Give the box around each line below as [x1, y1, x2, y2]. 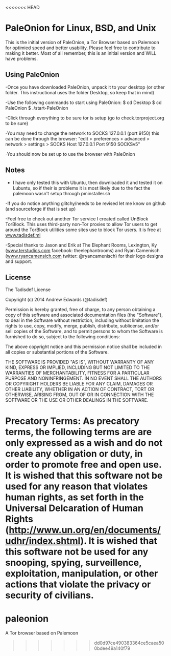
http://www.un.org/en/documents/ [9, 524, 161, 536]
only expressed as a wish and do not [5, 437, 163, 448]
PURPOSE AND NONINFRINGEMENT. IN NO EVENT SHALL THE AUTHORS [5, 375, 162, 381]
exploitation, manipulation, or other [5, 567, 158, 579]
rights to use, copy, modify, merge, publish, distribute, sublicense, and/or [5, 323, 159, 329]
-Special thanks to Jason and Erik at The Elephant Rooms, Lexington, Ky [5, 242, 157, 248]
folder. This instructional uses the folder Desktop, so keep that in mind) [5, 89, 155, 95]
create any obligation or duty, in [5, 448, 143, 459]
